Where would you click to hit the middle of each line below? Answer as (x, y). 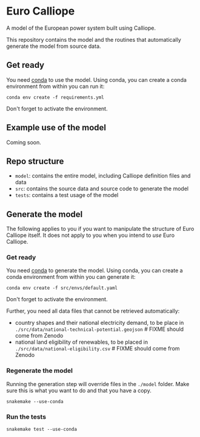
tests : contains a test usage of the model (67, 195)
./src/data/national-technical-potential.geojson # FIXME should (99, 329)
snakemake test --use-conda (42, 429)
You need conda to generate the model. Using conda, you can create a (95, 270)
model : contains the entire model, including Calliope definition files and (103, 176)
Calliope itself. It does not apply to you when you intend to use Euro (90, 235)
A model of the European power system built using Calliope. (81, 28)
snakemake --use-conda (35, 401)
